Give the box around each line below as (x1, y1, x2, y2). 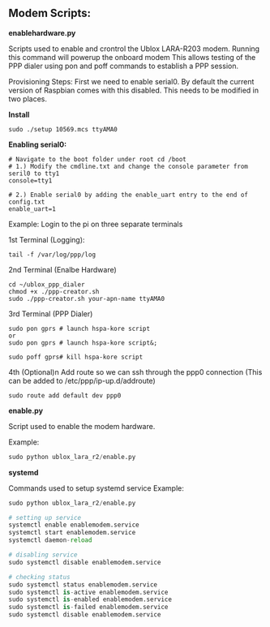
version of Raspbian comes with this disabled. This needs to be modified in (8, 85, 259, 95)
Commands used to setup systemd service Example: (8, 483, 184, 493)
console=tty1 (8, 176, 53, 185)
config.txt (8, 198, 45, 206)
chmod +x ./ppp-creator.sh (8, 287, 100, 295)
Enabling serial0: (8, 140, 67, 149)
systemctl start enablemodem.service (8, 529, 136, 537)
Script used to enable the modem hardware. (8, 421, 156, 431)
